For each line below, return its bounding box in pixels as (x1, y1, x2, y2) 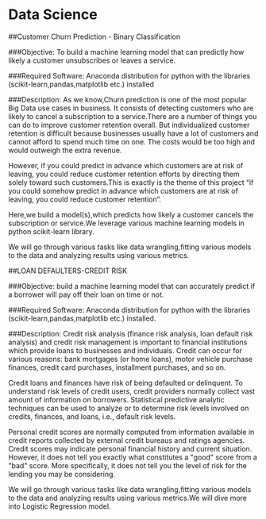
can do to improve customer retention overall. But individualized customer (8, 120, 250, 129)
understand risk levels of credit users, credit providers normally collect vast (8, 386, 256, 396)
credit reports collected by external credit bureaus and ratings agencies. (8, 435, 245, 445)
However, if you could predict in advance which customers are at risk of (8, 160, 244, 170)
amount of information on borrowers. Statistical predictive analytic (8, 394, 225, 404)
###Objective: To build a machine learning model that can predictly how (8, 47, 245, 56)
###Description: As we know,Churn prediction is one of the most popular (8, 94, 248, 104)
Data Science (8, 6, 98, 24)
